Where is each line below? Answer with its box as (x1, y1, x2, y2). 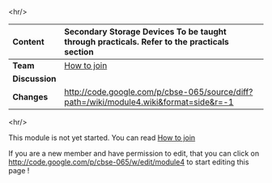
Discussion (12, 73, 57, 84)
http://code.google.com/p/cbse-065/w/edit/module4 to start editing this (8, 157, 249, 167)
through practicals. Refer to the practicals (64, 36, 229, 47)
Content (12, 36, 45, 47)
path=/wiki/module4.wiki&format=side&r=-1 (64, 96, 234, 108)
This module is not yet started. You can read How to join (8, 133, 196, 143)
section (64, 46, 95, 57)
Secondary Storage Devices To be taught (64, 26, 227, 37)
